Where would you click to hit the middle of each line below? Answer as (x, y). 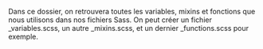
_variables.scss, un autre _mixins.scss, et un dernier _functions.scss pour (129, 28)
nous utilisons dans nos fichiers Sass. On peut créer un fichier (110, 20)
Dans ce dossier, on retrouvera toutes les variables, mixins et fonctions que (132, 11)
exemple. (23, 36)
